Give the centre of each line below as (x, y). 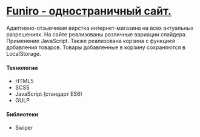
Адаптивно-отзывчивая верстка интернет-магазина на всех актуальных (100, 28)
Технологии (22, 67)
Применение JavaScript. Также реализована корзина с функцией (91, 41)
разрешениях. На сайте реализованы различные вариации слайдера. (97, 34)
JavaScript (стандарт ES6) (49, 94)
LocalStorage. (24, 53)
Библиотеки (22, 114)
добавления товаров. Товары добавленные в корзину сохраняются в (96, 47)
